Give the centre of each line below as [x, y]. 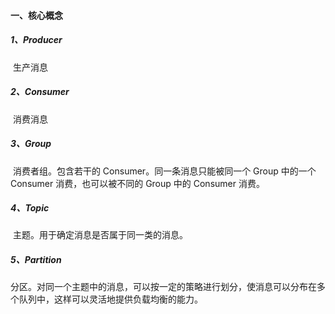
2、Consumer [40, 92]
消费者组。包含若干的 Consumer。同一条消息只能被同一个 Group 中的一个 [164, 171]
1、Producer [36, 40]
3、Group [31, 144]
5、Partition [36, 260]
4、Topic [30, 208]
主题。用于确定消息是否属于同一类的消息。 [100, 235]
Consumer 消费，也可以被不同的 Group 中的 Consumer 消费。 [137, 183]
